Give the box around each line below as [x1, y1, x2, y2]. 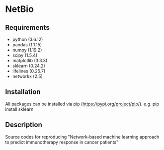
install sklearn [5, 106, 34, 112]
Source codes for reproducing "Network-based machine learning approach [5, 134, 160, 140]
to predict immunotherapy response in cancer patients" [5, 139, 119, 145]
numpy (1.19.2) [12, 47, 42, 53]
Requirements [5, 23, 50, 32]
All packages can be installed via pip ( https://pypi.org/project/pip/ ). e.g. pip [5, 101, 159, 107]
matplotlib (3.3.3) [12, 58, 48, 63]
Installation [5, 88, 41, 96]
